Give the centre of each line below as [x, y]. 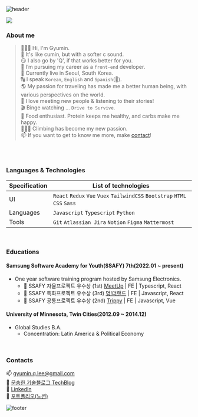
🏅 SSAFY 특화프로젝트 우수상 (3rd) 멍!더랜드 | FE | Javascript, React [103, 293]
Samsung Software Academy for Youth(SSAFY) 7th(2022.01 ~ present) [95, 266]
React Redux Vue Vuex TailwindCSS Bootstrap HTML [120, 196]
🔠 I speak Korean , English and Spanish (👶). [71, 79]
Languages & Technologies [46, 171]
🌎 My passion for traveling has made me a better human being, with [104, 86]
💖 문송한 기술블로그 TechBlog [40, 383]
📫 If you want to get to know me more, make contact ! [86, 135]
